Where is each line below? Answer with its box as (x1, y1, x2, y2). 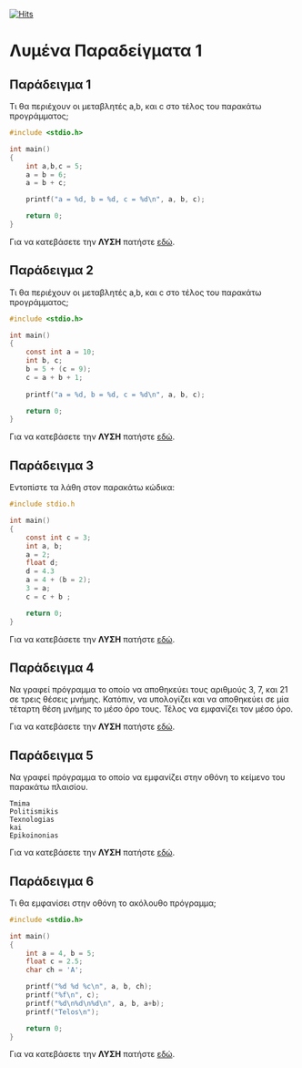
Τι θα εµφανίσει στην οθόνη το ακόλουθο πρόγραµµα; (9, 898, 216, 909)
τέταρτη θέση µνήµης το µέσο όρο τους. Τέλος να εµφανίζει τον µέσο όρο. (9, 703, 294, 714)
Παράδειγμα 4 (9, 660, 95, 675)
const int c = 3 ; (25, 533, 92, 542)
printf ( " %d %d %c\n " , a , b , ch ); (25, 982, 153, 991)
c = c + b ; (25, 592, 71, 601)
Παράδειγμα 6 (9, 873, 94, 888)
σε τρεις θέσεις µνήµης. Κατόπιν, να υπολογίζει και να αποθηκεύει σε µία (9, 693, 289, 705)
